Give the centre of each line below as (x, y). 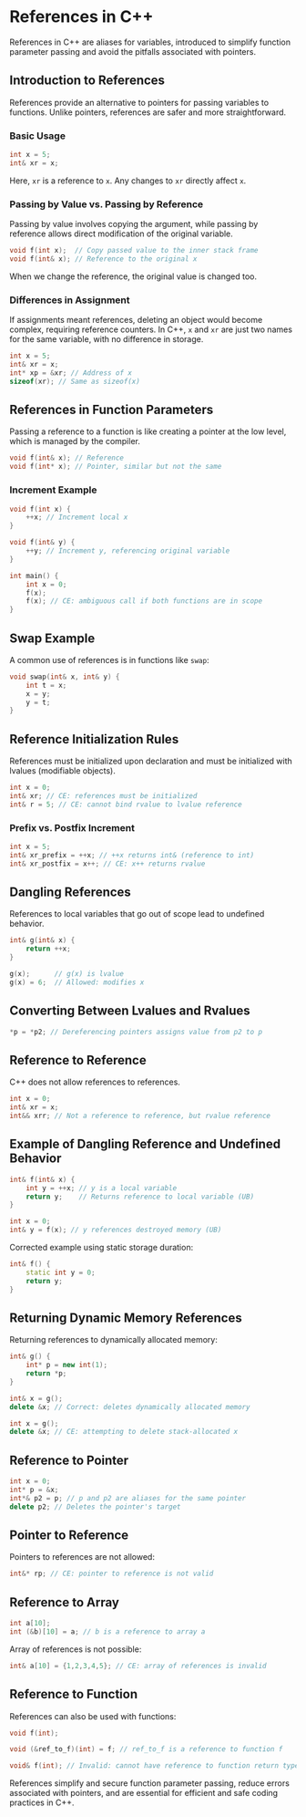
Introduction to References (87, 81)
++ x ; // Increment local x (77, 517)
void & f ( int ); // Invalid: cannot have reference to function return (144, 1766)
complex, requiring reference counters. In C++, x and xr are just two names (151, 329)
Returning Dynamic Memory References (126, 1318)
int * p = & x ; (34, 1490)
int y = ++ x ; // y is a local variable (102, 1188)
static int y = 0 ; (61, 1272)
